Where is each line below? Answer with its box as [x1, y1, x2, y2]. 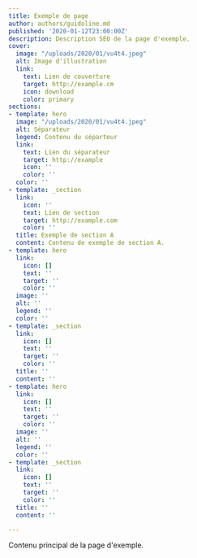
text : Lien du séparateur [23, 148, 111, 156]
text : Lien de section [23, 208, 100, 216]
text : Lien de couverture [23, 72, 111, 81]
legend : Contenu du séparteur [15, 133, 118, 141]
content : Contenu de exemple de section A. [15, 239, 165, 247]
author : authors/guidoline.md [8, 20, 111, 28]
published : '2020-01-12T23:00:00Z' [8, 27, 129, 35]
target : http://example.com [23, 216, 118, 225]
